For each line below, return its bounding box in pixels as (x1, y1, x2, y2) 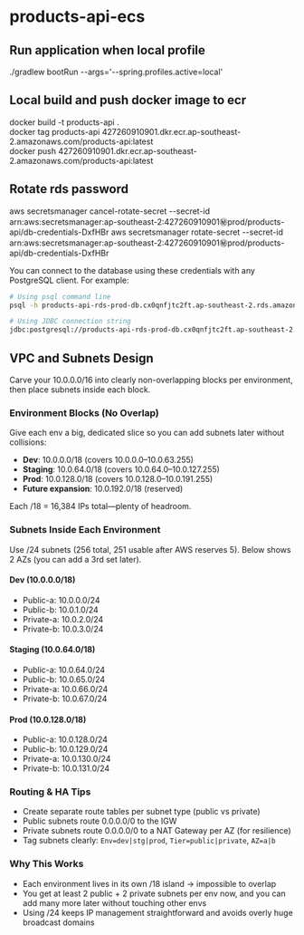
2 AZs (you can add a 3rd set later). (9, 554, 142, 564)
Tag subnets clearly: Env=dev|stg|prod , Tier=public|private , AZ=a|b (22, 835, 276, 846)
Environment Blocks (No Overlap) (9, 406, 160, 419)
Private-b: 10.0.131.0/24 (22, 763, 110, 774)
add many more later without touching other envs (22, 897, 207, 908)
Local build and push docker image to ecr (9, 92, 247, 108)
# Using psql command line (9, 292, 111, 301)
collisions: (9, 437, 47, 448)
